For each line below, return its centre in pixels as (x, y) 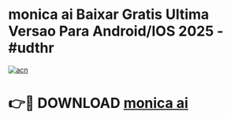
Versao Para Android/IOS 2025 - (116, 31)
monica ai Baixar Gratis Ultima (109, 15)
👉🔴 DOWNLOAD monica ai (99, 103)
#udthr (31, 48)
